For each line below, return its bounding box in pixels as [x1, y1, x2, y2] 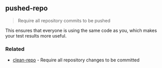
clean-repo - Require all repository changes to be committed [12, 57, 140, 63]
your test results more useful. [5, 32, 67, 39]
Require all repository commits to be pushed [17, 17, 111, 23]
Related [5, 45, 25, 52]
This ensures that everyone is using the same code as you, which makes [5, 27, 157, 33]
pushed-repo [5, 4, 48, 13]
